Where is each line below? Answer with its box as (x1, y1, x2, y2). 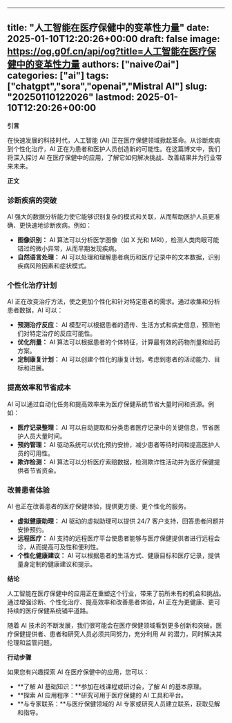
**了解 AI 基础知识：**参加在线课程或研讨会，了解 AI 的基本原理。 (17, 682, 206, 691)
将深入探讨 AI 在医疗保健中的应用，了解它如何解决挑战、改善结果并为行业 (7, 153, 216, 161)
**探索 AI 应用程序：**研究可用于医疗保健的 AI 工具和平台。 (17, 691, 188, 699)
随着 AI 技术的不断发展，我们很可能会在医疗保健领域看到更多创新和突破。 (7, 622, 216, 629)
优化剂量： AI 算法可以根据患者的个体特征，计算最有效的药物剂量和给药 (17, 338, 221, 346)
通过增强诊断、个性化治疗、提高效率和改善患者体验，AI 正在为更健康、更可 (7, 598, 221, 606)
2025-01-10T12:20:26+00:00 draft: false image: (7, 33, 221, 45)
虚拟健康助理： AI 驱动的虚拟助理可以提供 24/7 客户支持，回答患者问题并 (17, 517, 225, 525)
